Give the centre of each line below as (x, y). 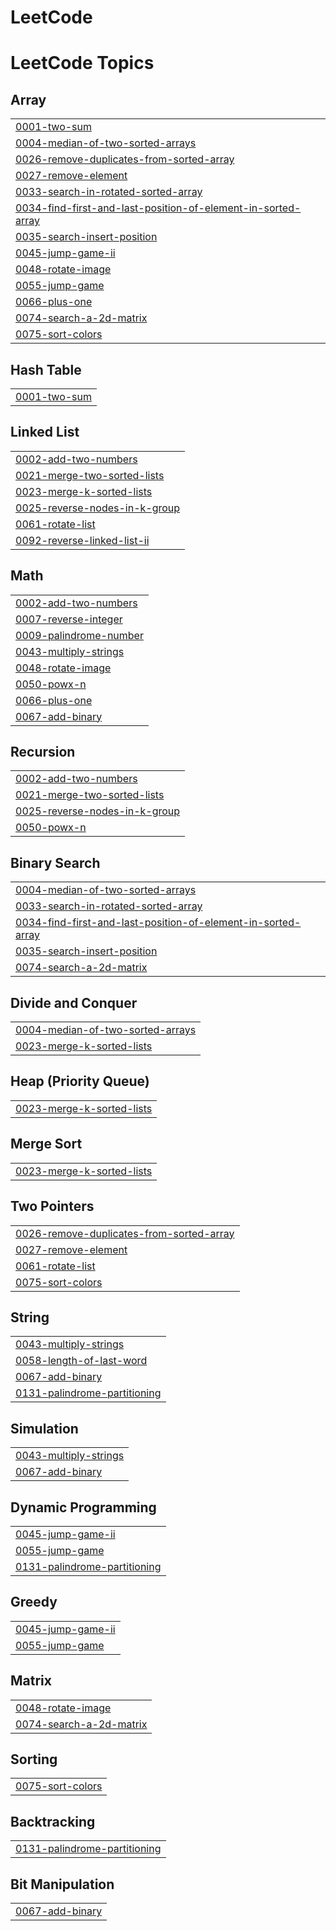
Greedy (34, 1602)
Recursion (43, 752)
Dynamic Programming (83, 1507)
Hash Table (46, 369)
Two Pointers (52, 1206)
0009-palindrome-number (79, 635)
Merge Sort (46, 1144)
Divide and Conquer (74, 1002)
